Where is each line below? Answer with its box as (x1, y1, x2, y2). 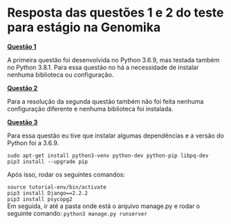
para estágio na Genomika (7, 19, 161, 35)
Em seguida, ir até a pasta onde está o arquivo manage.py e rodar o (7, 202, 201, 210)
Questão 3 (7, 118, 38, 126)
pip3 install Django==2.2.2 (7, 189, 89, 196)
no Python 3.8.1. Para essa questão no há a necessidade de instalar (7, 63, 199, 71)
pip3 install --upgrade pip (7, 158, 89, 165)
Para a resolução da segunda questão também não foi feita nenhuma (7, 97, 204, 105)
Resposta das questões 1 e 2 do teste (7, 5, 224, 21)
